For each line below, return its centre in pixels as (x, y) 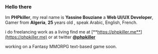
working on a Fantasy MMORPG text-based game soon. (61, 47)
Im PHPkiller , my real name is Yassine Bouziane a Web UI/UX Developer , (79, 18)
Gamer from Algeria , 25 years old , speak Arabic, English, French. (71, 22)
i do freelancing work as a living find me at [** (51, 32)
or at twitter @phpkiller (72, 37)
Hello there (18, 7)
